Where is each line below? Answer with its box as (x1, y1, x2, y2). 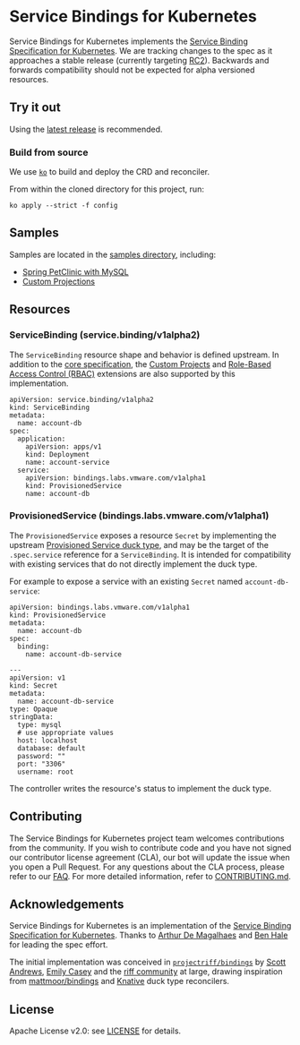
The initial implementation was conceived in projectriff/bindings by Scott (9, 956, 287, 968)
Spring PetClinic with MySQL (21, 266, 129, 277)
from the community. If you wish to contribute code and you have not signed (9, 842, 292, 852)
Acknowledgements (9, 897, 124, 912)
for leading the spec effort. (9, 939, 108, 950)
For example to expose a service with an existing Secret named (9, 576, 244, 587)
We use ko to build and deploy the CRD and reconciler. (9, 167, 210, 177)
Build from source (9, 146, 89, 158)
